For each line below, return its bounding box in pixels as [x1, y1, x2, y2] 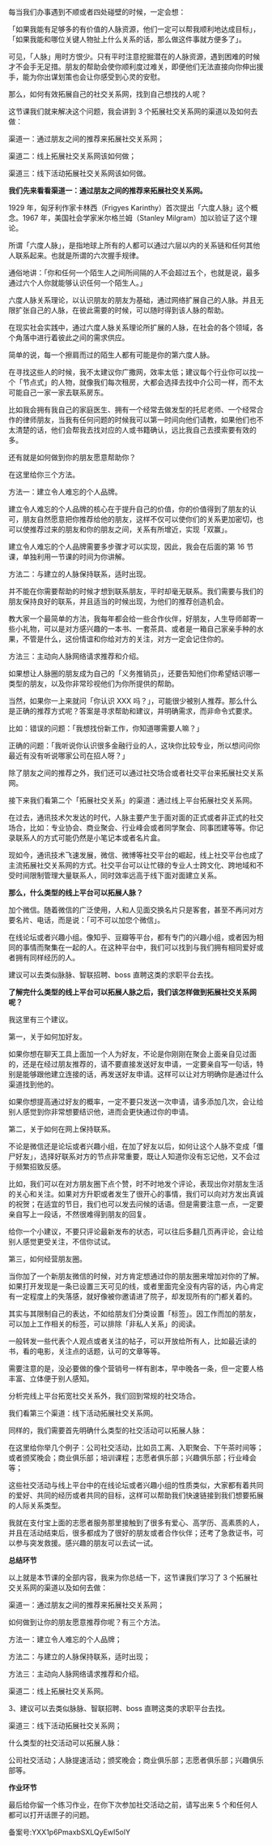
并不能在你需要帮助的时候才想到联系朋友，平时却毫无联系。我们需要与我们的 [8, 587, 264, 596]
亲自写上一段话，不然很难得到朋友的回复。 [8, 1209, 151, 1219]
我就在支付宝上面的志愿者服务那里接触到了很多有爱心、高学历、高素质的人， [8, 1518, 264, 1528]
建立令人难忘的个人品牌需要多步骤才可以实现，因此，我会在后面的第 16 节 [8, 542, 254, 551]
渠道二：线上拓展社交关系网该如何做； [8, 151, 136, 161]
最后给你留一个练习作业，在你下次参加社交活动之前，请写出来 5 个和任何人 [8, 1800, 258, 1809]
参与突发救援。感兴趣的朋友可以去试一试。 [15, 1538, 158, 1548]
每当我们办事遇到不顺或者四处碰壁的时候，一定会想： [8, 7, 186, 16]
